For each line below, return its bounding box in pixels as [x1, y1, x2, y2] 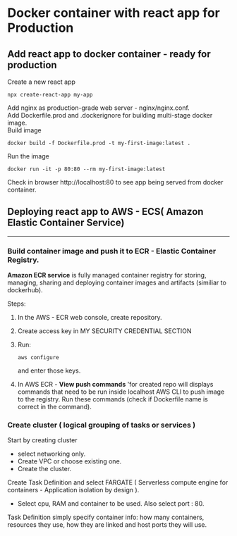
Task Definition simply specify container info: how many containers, [7, 513, 205, 522]
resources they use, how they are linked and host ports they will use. [7, 521, 207, 529]
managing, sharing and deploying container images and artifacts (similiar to [7, 278, 227, 287]
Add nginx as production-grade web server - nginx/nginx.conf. [7, 104, 190, 112]
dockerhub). [7, 286, 44, 294]
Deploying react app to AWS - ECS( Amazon [7, 206, 204, 218]
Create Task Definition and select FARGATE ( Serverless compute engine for [7, 478, 229, 487]
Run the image [7, 152, 49, 160]
